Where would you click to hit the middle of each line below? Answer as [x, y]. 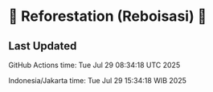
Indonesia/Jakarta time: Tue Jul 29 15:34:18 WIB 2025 [97, 80]
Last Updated [43, 46]
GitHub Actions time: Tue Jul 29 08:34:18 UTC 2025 [94, 65]
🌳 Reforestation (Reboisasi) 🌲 [108, 16]
